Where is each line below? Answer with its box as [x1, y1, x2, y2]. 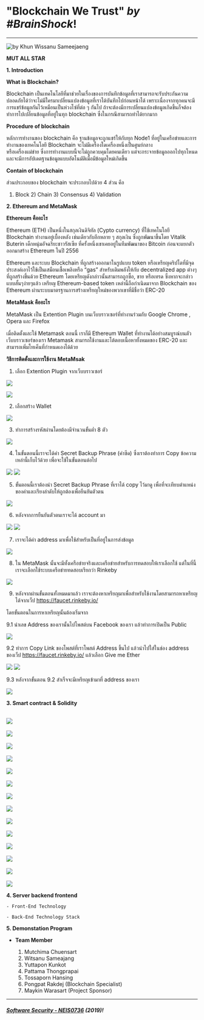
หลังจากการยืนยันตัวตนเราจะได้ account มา [15, 511, 105, 518]
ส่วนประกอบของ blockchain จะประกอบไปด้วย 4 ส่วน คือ [6, 178, 124, 186]
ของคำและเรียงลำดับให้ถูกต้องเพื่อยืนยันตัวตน [15, 487, 104, 495]
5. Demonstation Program [6, 924, 73, 932]
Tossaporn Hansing [24, 974, 73, 981]
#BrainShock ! [6, 17, 77, 31]
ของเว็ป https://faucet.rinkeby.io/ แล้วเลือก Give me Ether [6, 651, 140, 658]
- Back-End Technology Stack [6, 914, 80, 920]
